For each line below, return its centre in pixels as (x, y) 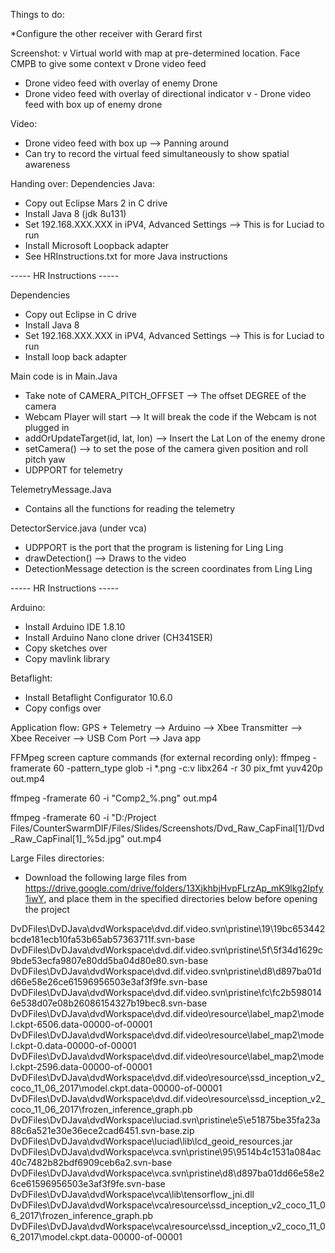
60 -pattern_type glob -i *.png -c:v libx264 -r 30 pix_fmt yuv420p (188, 768)
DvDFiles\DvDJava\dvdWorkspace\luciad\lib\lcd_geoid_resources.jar (151, 1141)
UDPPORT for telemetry (73, 470)
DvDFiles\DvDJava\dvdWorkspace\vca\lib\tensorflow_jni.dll (132, 1194)
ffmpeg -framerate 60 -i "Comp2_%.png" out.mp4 (114, 798)
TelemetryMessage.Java (61, 489)
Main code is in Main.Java (64, 376)
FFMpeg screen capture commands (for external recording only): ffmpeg (160, 757)
